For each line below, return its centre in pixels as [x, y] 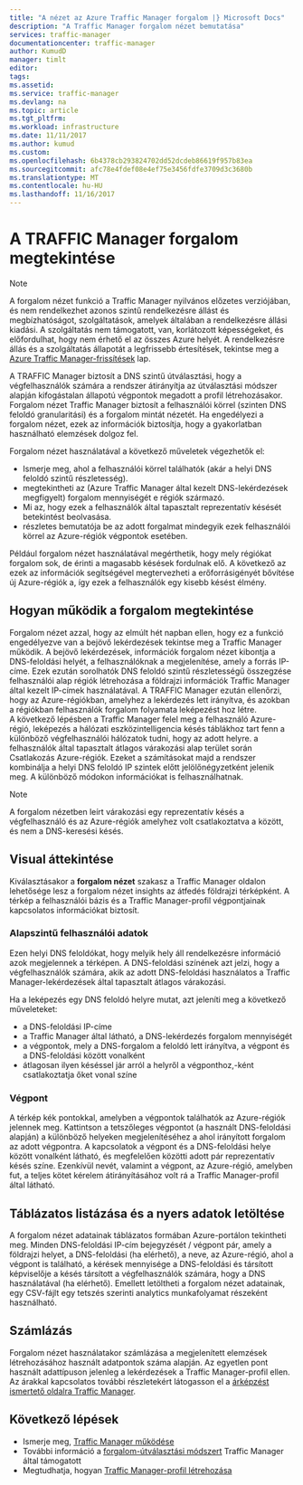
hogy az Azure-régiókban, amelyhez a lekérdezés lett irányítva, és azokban [150, 700]
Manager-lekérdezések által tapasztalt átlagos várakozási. [118, 981]
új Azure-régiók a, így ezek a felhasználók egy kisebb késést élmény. [138, 582]
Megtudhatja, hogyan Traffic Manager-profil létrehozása [127, 1470]
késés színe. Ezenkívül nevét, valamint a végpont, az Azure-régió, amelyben [151, 1166]
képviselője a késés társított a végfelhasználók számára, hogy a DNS [137, 1273]
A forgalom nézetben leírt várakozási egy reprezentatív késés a [127, 811]
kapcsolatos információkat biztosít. [75, 910]
